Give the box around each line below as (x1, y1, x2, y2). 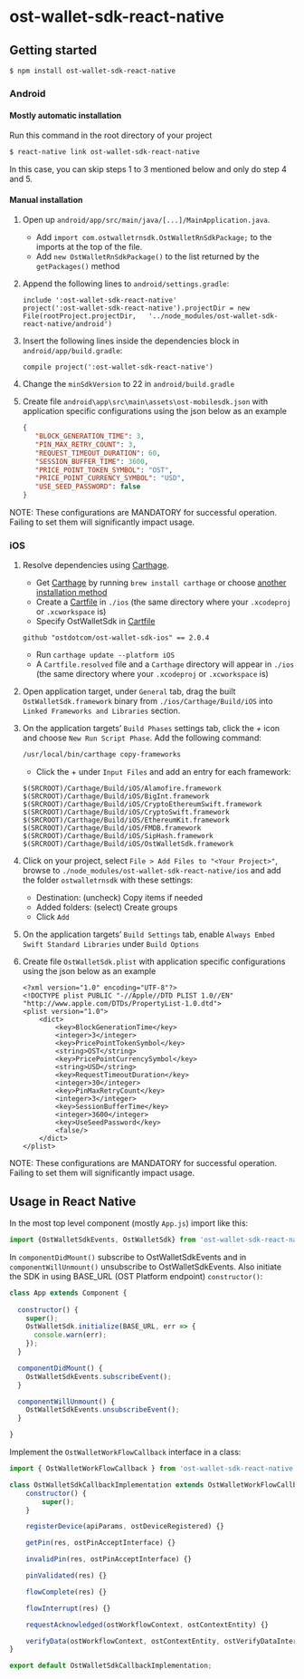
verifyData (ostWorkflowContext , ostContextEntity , (25, 1636, 221, 1645)
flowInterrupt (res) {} (25, 1604, 111, 1613)
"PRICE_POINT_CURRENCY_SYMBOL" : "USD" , (34, 474, 185, 483)
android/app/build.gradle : (22, 345, 123, 356)
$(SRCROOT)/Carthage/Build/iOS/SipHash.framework (22, 832, 214, 841)
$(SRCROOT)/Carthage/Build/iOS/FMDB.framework (22, 824, 202, 833)
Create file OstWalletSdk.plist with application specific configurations (22, 956, 286, 967)
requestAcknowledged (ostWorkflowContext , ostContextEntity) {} (25, 1620, 270, 1629)
